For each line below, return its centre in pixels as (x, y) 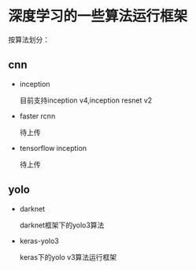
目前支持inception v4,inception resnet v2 (86, 100)
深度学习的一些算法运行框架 (98, 16)
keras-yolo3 (39, 241)
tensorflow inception (53, 148)
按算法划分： (29, 39)
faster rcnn (37, 116)
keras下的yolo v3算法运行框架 (68, 257)
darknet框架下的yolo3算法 (62, 225)
